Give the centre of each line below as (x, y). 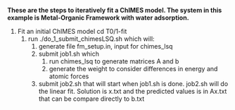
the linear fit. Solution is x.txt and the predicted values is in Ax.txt (133, 91)
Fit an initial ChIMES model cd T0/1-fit (72, 31)
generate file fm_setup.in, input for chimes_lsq (106, 46)
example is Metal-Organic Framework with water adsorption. (98, 18)
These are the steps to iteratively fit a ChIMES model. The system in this (115, 10)
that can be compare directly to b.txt (91, 99)
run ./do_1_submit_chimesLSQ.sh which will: (91, 39)
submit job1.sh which (69, 54)
